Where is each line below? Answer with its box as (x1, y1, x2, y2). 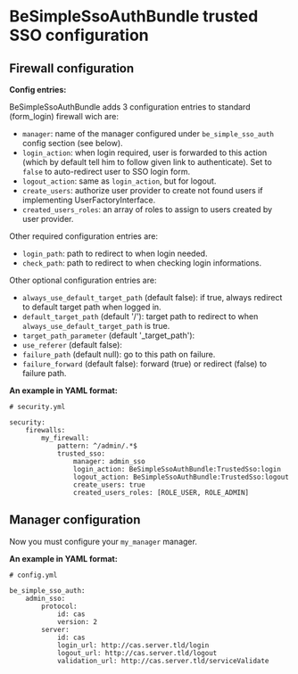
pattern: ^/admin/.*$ (56, 441, 138, 450)
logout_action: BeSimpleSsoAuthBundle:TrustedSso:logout (72, 473, 290, 481)
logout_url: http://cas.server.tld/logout (56, 648, 218, 657)
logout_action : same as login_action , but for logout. (21, 176, 217, 186)
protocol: (41, 602, 78, 611)
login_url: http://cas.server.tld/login (56, 640, 210, 650)
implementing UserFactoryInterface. (21, 194, 156, 205)
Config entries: (9, 85, 67, 95)
